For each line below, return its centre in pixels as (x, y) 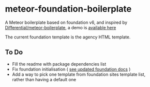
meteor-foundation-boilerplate (68, 9)
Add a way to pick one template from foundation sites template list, (79, 74)
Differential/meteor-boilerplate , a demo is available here (60, 27)
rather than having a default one (44, 79)
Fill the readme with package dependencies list (59, 64)
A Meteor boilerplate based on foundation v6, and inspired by (66, 22)
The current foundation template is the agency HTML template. (68, 37)
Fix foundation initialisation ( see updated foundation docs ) (71, 69)
